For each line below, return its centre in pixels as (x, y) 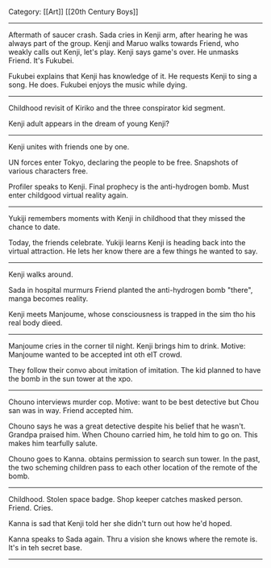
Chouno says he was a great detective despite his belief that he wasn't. (127, 426)
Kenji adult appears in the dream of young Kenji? (89, 123)
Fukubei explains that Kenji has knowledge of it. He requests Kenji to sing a (133, 76)
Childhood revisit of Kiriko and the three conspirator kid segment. (117, 108)
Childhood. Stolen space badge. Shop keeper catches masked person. (126, 499)
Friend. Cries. (31, 508)
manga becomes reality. (48, 299)
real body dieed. (35, 323)
